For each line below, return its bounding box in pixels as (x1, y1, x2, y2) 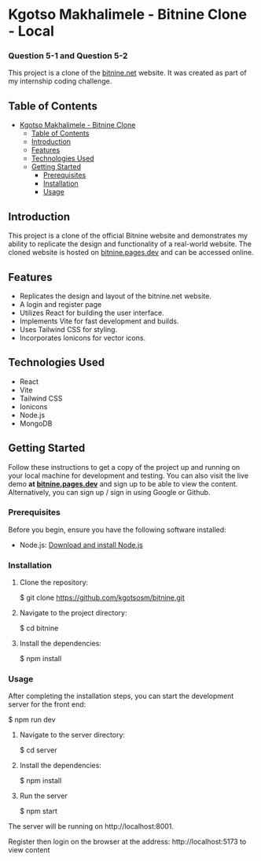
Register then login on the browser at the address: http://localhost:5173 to (8, 837, 247, 847)
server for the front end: (8, 700, 86, 709)
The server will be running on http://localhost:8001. (8, 822, 175, 831)
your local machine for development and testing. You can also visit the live (8, 471, 249, 480)
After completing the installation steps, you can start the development (8, 691, 234, 701)
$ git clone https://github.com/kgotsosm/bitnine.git (19, 593, 185, 603)
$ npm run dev (8, 715, 57, 725)
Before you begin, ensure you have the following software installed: (8, 525, 226, 534)
